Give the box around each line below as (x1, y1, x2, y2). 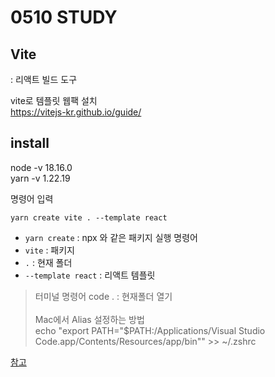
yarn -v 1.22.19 (10, 172, 71, 184)
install (10, 135, 50, 152)
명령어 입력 (10, 192, 54, 205)
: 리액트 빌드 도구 (10, 74, 78, 85)
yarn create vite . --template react (10, 212, 168, 223)
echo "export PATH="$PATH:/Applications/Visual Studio (34, 324, 266, 336)
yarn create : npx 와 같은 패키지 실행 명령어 (24, 231, 198, 243)
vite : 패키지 (24, 244, 75, 256)
